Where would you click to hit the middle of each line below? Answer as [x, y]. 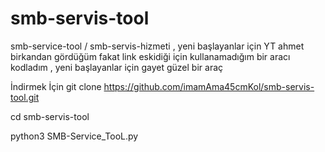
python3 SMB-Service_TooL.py [74, 136]
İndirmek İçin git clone [56, 86]
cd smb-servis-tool [50, 116]
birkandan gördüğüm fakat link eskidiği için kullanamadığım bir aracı [150, 56]
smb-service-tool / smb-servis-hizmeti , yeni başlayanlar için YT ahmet [157, 46]
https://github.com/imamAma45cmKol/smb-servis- [209, 86]
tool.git [25, 97]
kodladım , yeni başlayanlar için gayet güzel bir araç [117, 67]
